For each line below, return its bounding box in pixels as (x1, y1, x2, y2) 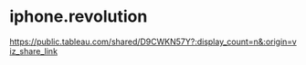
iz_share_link (9, 45, 58, 56)
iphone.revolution (9, 6, 148, 27)
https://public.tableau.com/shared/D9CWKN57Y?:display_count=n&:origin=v (9, 36, 297, 47)
